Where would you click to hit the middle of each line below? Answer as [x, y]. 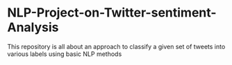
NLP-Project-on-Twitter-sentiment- [112, 13]
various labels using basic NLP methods [65, 54]
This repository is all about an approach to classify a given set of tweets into [116, 46]
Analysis [33, 27]
